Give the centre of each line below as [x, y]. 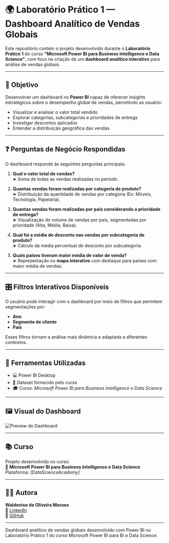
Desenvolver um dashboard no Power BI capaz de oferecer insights [75, 97]
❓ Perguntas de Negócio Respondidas [65, 149]
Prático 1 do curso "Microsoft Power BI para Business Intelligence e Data [82, 54]
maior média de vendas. [37, 266]
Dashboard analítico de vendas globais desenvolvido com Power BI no [78, 530]
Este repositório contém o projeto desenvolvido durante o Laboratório [78, 48]
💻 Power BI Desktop [34, 375]
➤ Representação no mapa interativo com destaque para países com [84, 260]
